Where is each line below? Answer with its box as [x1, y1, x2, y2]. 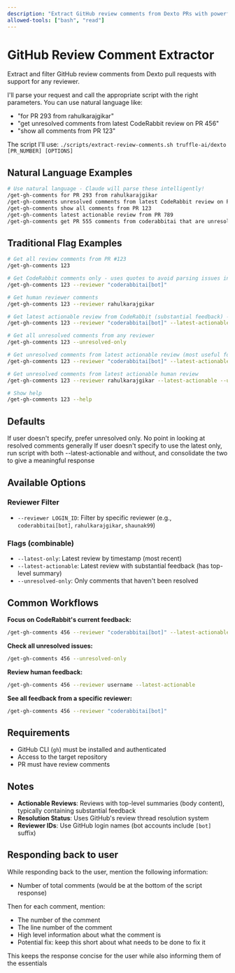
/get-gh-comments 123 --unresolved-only [7, 339, 127, 346]
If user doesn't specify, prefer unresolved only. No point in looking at [7, 434, 205, 443]
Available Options [7, 476, 86, 488]
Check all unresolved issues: [7, 641, 93, 650]
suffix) [17, 829, 36, 837]
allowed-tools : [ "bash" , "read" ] [7, 17, 105, 24]
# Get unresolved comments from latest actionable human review [7, 370, 199, 378]
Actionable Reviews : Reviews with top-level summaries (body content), [17, 799, 225, 808]
